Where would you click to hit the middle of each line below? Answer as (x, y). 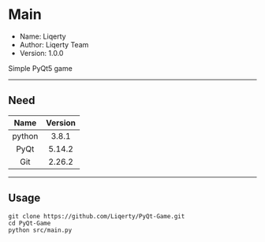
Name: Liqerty (43, 36)
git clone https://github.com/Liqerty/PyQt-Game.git (97, 216)
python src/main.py (40, 230)
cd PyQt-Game (30, 223)
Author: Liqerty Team (54, 44)
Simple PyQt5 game (40, 68)
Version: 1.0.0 (41, 53)
